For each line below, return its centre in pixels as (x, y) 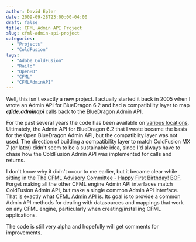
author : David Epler (31, 11)
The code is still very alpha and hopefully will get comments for (82, 226)
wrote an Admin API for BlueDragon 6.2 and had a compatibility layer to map (98, 105)
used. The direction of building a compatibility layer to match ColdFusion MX (98, 142)
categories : (20, 39)
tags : (13, 55)
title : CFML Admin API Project (44, 28)
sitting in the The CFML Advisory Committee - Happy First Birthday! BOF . (94, 178)
